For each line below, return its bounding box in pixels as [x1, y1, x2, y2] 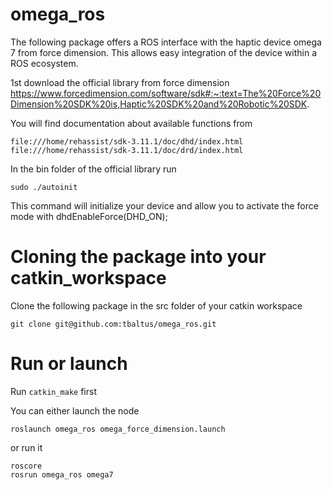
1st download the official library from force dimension [10, 76, 230, 88]
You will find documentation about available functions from [10, 117, 253, 129]
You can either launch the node [10, 404, 140, 417]
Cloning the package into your [10, 246, 267, 268]
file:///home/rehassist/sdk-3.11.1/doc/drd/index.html [10, 145, 244, 155]
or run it [10, 441, 43, 453]
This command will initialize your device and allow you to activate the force [10, 199, 319, 212]
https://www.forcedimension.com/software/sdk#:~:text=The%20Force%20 [10, 87, 322, 99]
